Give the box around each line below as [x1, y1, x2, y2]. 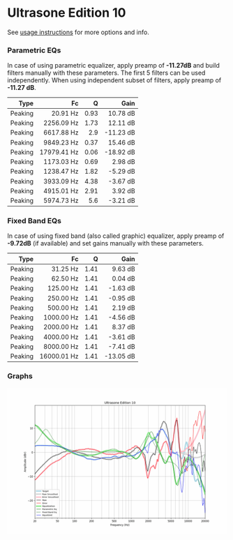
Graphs [7, 371, 33, 381]
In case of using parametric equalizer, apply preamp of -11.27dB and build [7, 61, 220, 70]
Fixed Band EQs [7, 216, 61, 225]
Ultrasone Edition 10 [7, 5, 126, 21]
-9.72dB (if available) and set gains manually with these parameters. [7, 239, 204, 248]
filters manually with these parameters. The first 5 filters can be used [7, 68, 206, 77]
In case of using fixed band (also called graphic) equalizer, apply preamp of [7, 232, 225, 240]
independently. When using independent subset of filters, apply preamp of [7, 76, 222, 84]
